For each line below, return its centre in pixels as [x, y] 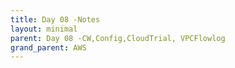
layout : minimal [44, 29]
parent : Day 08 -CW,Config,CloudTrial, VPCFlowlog [118, 38]
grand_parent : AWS [48, 47]
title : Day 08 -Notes [55, 19]
